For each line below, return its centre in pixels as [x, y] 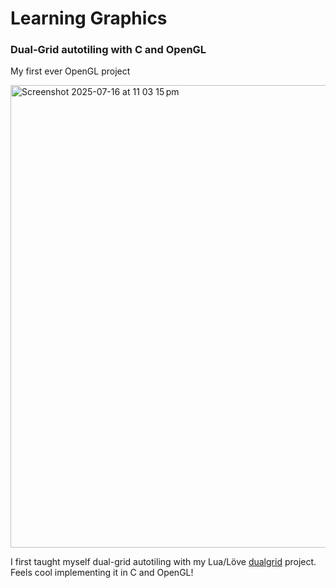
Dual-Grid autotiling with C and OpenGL [108, 50]
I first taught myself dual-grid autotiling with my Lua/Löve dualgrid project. [163, 562]
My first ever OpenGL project [70, 71]
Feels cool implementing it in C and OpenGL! [102, 573]
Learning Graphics [89, 18]
